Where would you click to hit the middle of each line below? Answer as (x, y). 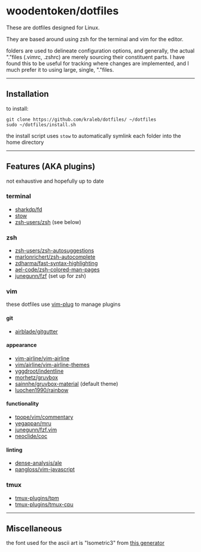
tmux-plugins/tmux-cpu (44, 504)
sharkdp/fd (28, 209)
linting (14, 450)
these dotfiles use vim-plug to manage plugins (63, 304)
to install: (17, 108)
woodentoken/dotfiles (63, 11)
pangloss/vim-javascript (45, 470)
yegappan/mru (33, 424)
